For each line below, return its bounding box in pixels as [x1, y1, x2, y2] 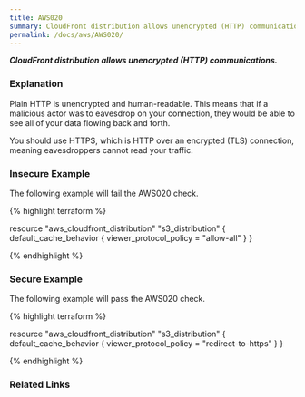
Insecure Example [9, 167, 91, 179]
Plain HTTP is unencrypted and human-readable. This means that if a [9, 98, 269, 109]
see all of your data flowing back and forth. [9, 117, 171, 128]
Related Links [9, 378, 71, 391]
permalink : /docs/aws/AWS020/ [9, 30, 124, 39]
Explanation [9, 78, 64, 91]
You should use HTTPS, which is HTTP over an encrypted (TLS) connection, [9, 135, 295, 146]
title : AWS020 [9, 13, 64, 23]
